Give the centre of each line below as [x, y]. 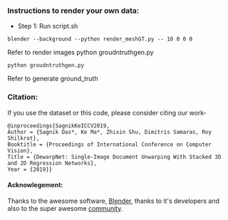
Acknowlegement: [35, 185]
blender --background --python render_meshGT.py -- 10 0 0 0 [100, 39]
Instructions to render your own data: [73, 11]
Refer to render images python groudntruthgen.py [81, 53]
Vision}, [20, 151]
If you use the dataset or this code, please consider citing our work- [107, 112]
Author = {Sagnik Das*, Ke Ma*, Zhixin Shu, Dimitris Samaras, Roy [110, 132]
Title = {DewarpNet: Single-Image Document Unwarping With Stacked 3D [114, 157]
